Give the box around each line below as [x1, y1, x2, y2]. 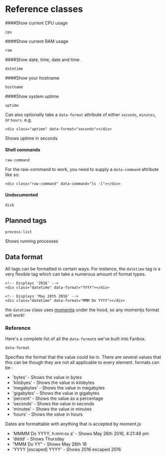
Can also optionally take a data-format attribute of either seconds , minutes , [5, 111, 156, 117]
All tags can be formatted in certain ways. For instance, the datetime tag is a [5, 266, 161, 272]
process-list [5, 230, 32, 235]
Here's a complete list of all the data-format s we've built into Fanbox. [5, 336, 146, 342]
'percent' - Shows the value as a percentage [12, 395, 104, 401]
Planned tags [5, 216, 47, 225]
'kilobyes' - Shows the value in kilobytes [12, 379, 95, 386]
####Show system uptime [5, 93, 59, 99]
